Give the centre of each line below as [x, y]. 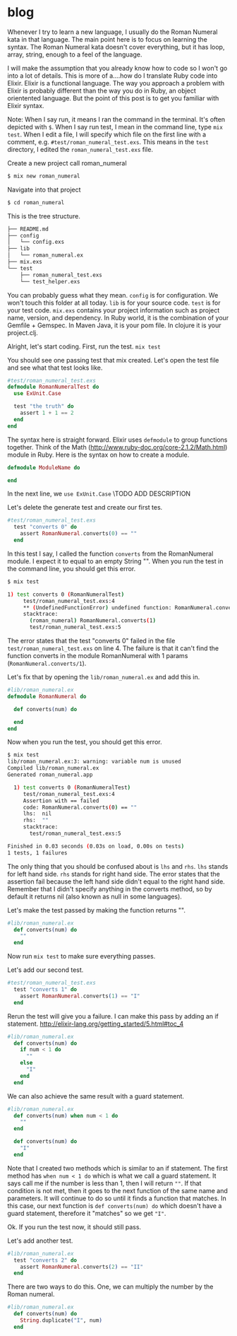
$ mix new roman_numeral [44, 176]
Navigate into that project [44, 189]
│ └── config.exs [36, 242]
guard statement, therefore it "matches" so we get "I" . [87, 1213]
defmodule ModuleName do [44, 467]
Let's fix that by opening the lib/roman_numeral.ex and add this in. [104, 677]
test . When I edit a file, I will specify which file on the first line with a [107, 134]
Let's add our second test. [45, 970]
